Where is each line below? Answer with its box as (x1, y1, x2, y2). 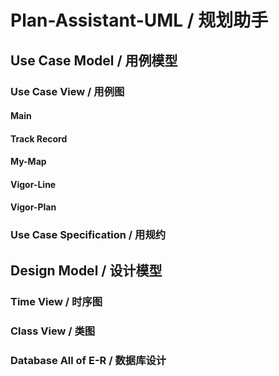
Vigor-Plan (10, 201, 57, 213)
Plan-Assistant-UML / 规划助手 (10, 9, 269, 32)
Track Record (10, 132, 68, 145)
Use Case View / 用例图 (10, 84, 125, 98)
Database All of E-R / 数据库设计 (10, 353, 167, 367)
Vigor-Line (10, 178, 57, 190)
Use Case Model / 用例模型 (10, 52, 178, 69)
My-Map (10, 156, 47, 168)
